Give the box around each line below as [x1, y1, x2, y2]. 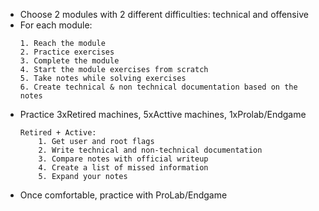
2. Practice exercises [19, 47, 115, 57]
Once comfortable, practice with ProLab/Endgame [19, 189, 228, 201]
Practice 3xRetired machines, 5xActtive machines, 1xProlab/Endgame [19, 109, 307, 120]
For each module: [19, 19, 93, 31]
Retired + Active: [19, 128, 97, 138]
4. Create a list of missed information [38, 163, 209, 173]
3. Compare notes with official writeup [38, 154, 209, 164]
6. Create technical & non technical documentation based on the [19, 82, 298, 92]
